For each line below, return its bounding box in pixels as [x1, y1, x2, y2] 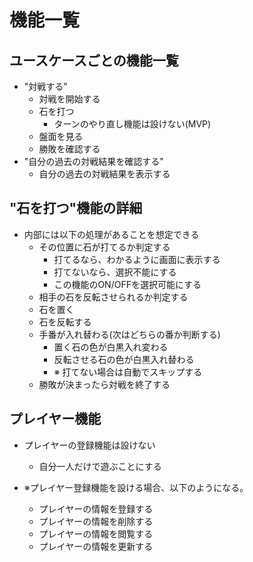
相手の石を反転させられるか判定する [38, 291, 189, 303]
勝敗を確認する [38, 143, 101, 155]
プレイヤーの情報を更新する [38, 540, 154, 552]
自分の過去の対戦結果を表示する [38, 168, 171, 180]
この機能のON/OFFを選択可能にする [53, 278, 202, 290]
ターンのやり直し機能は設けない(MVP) [53, 118, 212, 130]
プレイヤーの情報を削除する [38, 515, 154, 527]
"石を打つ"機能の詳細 [9, 200, 143, 217]
